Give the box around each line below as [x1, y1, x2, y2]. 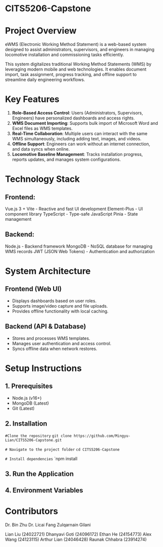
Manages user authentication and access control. [12, 340, 112, 346]
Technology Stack [5, 174, 80, 185]
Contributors [5, 506, 58, 517]
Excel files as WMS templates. [12, 125, 73, 132]
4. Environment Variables [5, 486, 84, 495]
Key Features [5, 94, 60, 105]
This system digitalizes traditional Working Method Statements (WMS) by [5, 61, 152, 67]
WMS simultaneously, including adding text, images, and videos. [12, 136, 142, 142]
